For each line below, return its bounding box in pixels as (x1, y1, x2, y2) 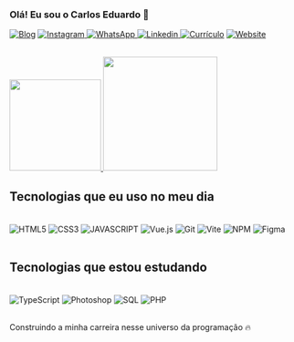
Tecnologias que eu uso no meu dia (9, 189, 215, 204)
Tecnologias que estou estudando (9, 260, 207, 275)
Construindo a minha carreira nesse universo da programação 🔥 (9, 322, 251, 333)
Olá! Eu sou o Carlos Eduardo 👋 (9, 8, 150, 21)
